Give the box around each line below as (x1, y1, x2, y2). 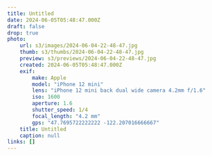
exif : (19, 68, 36, 75)
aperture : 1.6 (32, 100, 73, 107)
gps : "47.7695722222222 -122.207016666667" (32, 119, 159, 126)
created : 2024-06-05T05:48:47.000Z (19, 61, 123, 68)
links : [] (7, 139, 36, 146)
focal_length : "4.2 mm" (32, 113, 100, 119)
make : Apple (32, 74, 67, 81)
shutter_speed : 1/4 (32, 106, 89, 113)
